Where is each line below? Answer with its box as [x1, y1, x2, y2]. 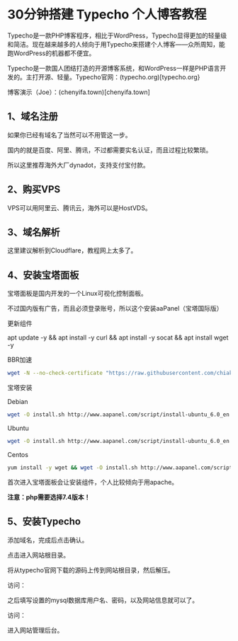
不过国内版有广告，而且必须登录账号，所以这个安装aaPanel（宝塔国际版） [7, 304, 223, 313]
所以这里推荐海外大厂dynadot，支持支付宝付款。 [7, 161, 150, 169]
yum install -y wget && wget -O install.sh [7, 464, 138, 471]
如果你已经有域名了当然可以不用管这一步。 [7, 130, 132, 139]
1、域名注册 [7, 110, 59, 122]
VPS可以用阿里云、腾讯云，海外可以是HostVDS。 [7, 203, 152, 212]
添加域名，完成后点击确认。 [7, 536, 89, 544]
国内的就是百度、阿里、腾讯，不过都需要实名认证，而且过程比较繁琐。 [7, 146, 212, 154]
